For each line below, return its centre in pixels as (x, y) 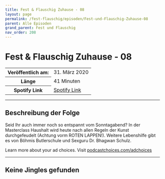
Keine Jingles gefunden (42, 170)
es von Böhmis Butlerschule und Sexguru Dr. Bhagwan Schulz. (68, 140)
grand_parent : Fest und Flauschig (41, 28)
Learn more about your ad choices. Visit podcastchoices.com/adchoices (79, 150)
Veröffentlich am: (28, 72)
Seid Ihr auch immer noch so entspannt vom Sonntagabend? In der (73, 125)
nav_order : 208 (21, 32)
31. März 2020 (71, 72)
